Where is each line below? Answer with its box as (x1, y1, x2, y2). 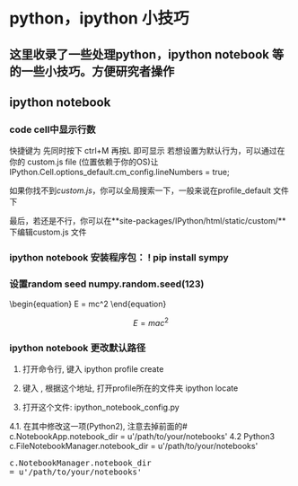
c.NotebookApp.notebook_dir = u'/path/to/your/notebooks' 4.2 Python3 (9, 431, 276, 442)
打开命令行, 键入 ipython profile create (22, 364, 164, 375)
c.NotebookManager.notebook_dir (9, 458, 152, 468)
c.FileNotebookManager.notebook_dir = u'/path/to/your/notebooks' (9, 441, 259, 452)
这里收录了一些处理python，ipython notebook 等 (9, 47, 285, 62)
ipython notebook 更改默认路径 (9, 342, 146, 355)
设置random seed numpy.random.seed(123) (9, 278, 205, 290)
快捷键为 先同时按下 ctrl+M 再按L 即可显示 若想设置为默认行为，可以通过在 (9, 146, 285, 156)
